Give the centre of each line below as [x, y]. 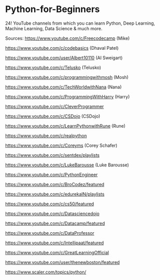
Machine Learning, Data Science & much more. [54, 28]
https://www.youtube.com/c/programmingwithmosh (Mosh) [67, 77]
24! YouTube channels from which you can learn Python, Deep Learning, [80, 23]
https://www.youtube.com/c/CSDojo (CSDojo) [53, 116]
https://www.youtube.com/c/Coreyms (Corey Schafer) [61, 145]
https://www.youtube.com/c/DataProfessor [50, 233]
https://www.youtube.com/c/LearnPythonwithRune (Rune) [65, 126]
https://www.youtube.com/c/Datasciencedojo [52, 213]
